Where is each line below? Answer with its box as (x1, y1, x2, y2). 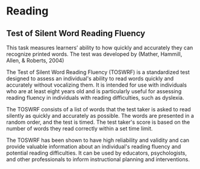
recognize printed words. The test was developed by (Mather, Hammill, (6, 51, 183, 58)
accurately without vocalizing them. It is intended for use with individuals (6, 81, 187, 88)
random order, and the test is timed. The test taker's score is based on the (6, 118, 190, 126)
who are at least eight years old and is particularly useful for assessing (6, 88, 182, 94)
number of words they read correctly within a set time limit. (6, 125, 153, 132)
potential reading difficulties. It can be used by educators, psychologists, (6, 149, 187, 156)
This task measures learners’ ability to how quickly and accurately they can (6, 44, 193, 51)
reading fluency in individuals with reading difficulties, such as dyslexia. (6, 94, 184, 101)
